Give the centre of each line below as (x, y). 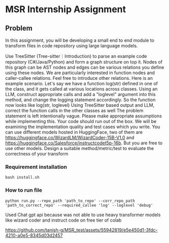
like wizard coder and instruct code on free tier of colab (63, 220)
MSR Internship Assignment (65, 9)
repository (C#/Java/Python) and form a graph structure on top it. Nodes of (84, 62)
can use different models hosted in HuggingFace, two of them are (74, 132)
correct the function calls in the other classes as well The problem (74, 111)
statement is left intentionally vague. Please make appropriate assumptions (84, 116)
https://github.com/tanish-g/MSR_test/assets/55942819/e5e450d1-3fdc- (81, 230)
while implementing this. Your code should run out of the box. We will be (81, 121)
